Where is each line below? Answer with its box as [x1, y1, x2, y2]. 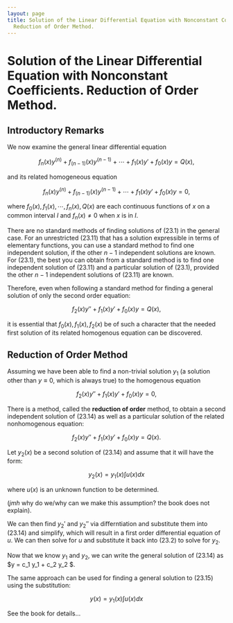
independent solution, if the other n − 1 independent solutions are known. [7, 248, 216, 256]
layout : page [7, 10, 45, 17]
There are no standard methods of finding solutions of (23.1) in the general [7, 226, 220, 234]
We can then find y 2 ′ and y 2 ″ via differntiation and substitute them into [7, 520, 208, 530]
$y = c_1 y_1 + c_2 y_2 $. [7, 560, 76, 568]
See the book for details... [7, 609, 81, 617]
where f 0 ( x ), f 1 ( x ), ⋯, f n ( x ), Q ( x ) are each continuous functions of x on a [7, 202, 210, 212]
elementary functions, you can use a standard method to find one [7, 240, 195, 249]
